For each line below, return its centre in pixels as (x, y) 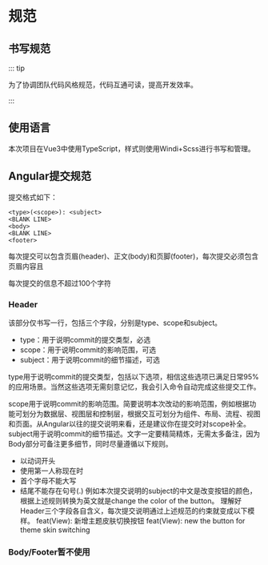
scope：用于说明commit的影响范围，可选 (88, 350)
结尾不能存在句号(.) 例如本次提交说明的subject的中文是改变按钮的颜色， (138, 491)
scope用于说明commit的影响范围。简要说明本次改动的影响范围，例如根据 (129, 403)
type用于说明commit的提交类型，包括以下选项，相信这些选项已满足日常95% (134, 376)
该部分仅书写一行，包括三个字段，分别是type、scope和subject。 (115, 323)
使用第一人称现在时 (52, 471)
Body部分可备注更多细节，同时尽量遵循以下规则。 (91, 443)
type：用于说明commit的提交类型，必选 (85, 339)
